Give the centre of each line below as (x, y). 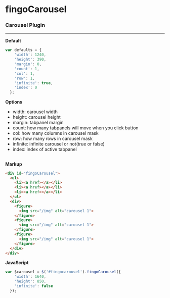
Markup (14, 164)
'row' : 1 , (25, 78)
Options (14, 102)
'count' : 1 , (27, 69)
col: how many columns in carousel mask (55, 133)
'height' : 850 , (30, 281)
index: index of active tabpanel (45, 150)
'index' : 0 (26, 88)
